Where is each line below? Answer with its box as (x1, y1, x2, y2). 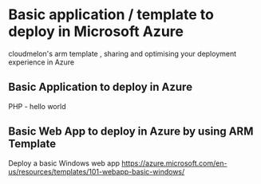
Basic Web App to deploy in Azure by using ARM (8, 125, 254, 139)
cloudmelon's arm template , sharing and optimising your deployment (8, 49, 237, 58)
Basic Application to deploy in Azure (8, 80, 193, 94)
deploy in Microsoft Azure (8, 22, 184, 41)
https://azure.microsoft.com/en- (121, 158, 227, 168)
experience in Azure (8, 57, 75, 67)
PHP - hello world (8, 101, 66, 111)
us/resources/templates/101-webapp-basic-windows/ (8, 166, 185, 176)
